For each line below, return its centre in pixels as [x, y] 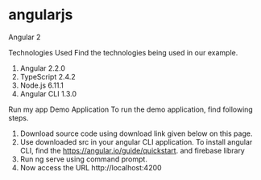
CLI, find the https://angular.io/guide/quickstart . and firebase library [133, 150]
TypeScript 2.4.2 [48, 76]
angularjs [41, 15]
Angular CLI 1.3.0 [48, 93]
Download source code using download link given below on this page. [136, 133]
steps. [19, 117]
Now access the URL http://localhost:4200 [91, 167]
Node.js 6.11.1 [42, 85]
